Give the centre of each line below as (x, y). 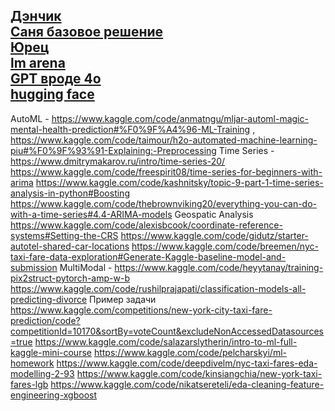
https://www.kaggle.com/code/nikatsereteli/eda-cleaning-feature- (187, 384)
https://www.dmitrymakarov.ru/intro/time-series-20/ (118, 161)
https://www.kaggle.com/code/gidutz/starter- (214, 235)
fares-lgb (29, 384)
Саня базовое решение (87, 32)
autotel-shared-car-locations (70, 246)
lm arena (38, 63)
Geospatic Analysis (214, 214)
